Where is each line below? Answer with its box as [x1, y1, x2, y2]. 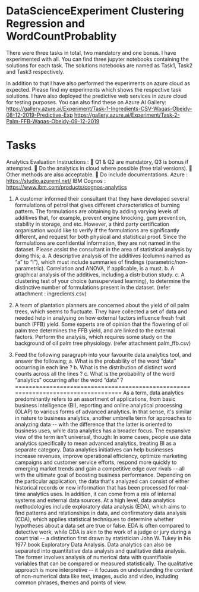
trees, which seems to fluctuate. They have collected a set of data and [14, 308, 187, 315]
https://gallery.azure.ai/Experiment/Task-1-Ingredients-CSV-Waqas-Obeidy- [6, 105, 192, 112]
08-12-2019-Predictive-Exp [6, 111, 73, 119]
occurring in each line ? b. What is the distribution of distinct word [14, 363, 176, 370]
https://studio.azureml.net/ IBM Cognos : [6, 177, 106, 184]
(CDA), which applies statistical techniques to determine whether [14, 515, 174, 522]
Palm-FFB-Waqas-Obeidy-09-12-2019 [6, 117, 100, 124]
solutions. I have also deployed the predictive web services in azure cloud [6, 92, 187, 99]
